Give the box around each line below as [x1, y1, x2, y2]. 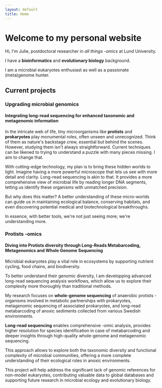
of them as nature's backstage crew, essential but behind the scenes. [5, 139, 144, 145]
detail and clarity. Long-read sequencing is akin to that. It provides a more [5, 174, 152, 179]
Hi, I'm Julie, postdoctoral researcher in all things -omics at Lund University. [5, 48, 157, 54]
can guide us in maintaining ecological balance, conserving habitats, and [5, 199, 150, 205]
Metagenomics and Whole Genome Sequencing [5, 248, 103, 254]
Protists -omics [5, 230, 42, 237]
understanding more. [5, 218, 47, 224]
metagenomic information [5, 118, 59, 124]
